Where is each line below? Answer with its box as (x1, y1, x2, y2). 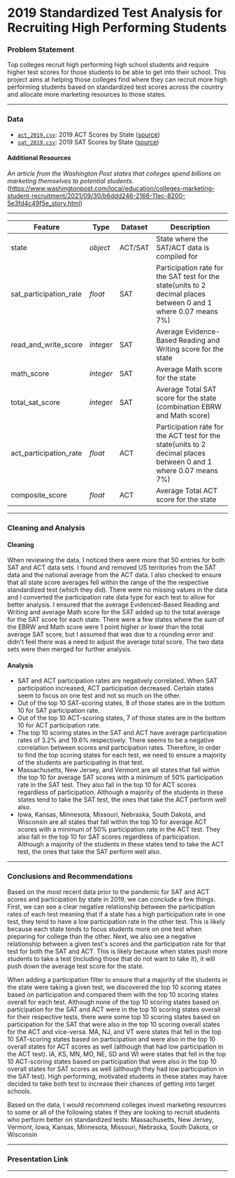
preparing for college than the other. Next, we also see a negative (7, 932, 197, 940)
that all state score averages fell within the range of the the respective (7, 579, 209, 587)
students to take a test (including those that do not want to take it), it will (7, 954, 215, 963)
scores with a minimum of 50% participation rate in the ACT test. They (17, 825, 220, 834)
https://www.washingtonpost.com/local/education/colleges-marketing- (9, 184, 215, 192)
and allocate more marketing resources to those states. (7, 90, 166, 99)
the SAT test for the (156, 271, 220, 281)
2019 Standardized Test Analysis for (7, 5, 222, 21)
